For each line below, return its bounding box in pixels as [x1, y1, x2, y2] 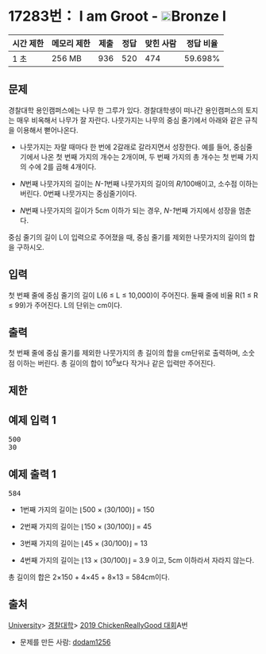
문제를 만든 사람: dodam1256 [19, 637, 111, 647]
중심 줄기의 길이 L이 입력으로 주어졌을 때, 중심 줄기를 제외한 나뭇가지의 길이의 [8, 232, 248, 242]
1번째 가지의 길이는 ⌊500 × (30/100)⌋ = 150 [19, 505, 155, 514]
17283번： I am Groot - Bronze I [8, 7, 226, 25]
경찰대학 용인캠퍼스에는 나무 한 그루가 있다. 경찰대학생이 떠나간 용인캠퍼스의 [8, 105, 244, 115]
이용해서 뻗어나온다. [16, 125, 79, 135]
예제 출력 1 [8, 467, 57, 481]
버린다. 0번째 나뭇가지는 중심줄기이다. [19, 188, 137, 198]
